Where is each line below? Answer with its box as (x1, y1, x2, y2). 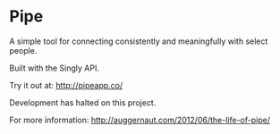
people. (9, 45, 38, 55)
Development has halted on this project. (9, 96, 157, 108)
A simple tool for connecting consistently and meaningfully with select (9, 36, 268, 46)
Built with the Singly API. (9, 63, 100, 73)
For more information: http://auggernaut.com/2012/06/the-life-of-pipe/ (9, 114, 271, 125)
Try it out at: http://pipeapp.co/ (9, 80, 123, 90)
